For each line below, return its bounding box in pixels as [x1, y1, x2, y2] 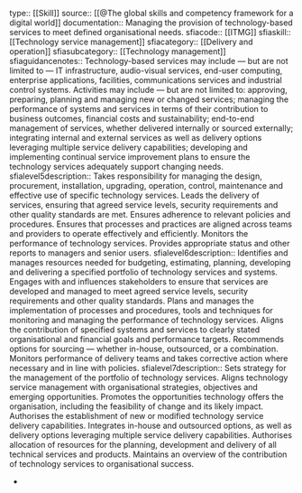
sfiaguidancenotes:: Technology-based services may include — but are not [9, 56, 288, 66]
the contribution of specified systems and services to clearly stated [9, 324, 261, 335]
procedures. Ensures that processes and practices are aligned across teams [9, 219, 293, 229]
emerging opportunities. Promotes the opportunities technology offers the [9, 392, 284, 402]
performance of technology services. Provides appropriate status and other [9, 238, 290, 248]
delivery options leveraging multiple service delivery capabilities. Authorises [9, 430, 293, 441]
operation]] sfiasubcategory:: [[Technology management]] [9, 46, 226, 57]
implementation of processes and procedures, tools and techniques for [9, 305, 273, 315]
